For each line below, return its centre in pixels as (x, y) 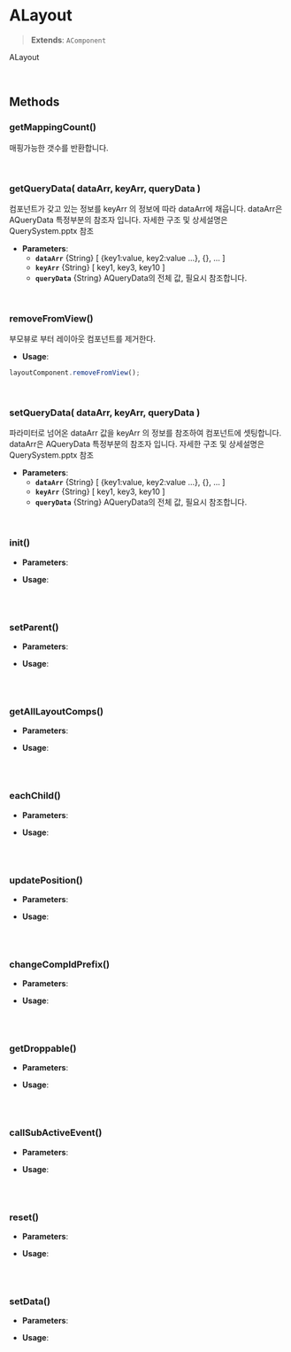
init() (20, 543)
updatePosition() (46, 880)
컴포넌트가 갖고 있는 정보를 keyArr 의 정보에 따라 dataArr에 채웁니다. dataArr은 (146, 208)
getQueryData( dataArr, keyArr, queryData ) (105, 189)
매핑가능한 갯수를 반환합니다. (59, 148)
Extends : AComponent (68, 40)
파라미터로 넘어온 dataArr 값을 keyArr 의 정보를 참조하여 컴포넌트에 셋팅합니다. (145, 433)
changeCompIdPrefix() (60, 964)
